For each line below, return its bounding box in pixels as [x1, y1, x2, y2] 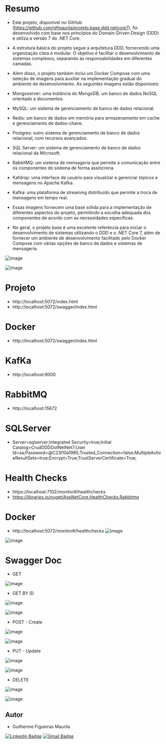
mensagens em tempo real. [12, 195, 68, 201]
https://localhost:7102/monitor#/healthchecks [12, 488, 106, 494]
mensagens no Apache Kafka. [12, 180, 74, 186]
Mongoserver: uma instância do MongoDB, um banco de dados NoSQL [12, 90, 158, 96]
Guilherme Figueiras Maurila [12, 724, 70, 730]
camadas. [12, 61, 33, 67]
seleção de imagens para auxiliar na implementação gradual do [12, 75, 142, 81]
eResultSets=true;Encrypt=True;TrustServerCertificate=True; [12, 455, 137, 461]
